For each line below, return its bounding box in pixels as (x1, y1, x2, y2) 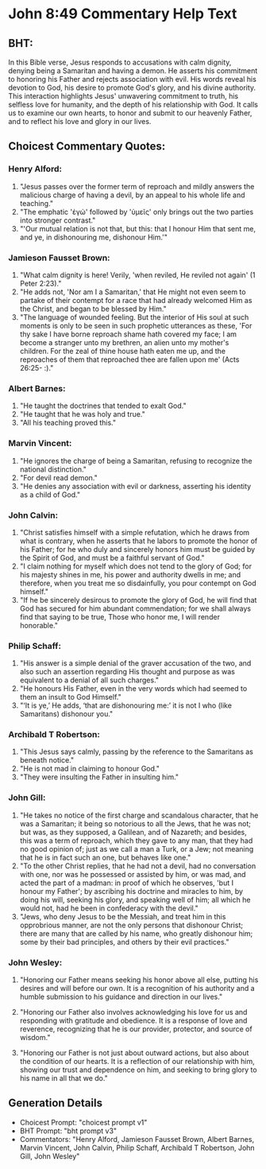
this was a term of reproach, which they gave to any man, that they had (19, 836, 253, 845)
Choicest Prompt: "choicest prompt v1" (19, 1117, 148, 1127)
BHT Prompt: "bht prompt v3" (19, 1126, 118, 1136)
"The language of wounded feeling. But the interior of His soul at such (19, 312, 249, 322)
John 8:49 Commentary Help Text (8, 5, 237, 23)
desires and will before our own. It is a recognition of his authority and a (19, 984, 256, 993)
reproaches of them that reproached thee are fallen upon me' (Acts (19, 355, 240, 364)
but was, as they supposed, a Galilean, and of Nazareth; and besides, (19, 827, 248, 837)
